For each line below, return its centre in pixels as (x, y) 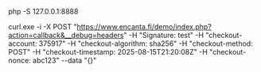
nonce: (20, 60)
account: (23, 44)
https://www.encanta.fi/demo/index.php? (144, 27)
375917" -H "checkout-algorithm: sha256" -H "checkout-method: (146, 44)
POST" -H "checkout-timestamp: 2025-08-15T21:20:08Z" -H (108, 52)
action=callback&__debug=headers (66, 35)
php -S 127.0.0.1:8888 (43, 11)
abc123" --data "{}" (65, 60)
